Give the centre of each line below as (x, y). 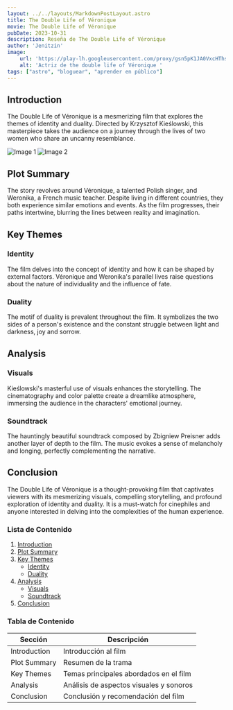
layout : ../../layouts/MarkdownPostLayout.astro (79, 14)
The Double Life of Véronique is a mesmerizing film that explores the (105, 116)
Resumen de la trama (98, 662)
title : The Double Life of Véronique (62, 20)
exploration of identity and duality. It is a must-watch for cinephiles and (109, 504)
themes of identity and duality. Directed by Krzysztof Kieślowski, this (105, 124)
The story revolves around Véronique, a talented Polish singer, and (102, 191)
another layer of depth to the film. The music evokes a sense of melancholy (115, 444)
